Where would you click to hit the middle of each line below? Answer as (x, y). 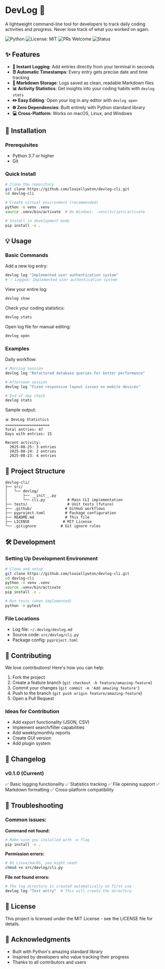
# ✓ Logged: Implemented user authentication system (61, 280)
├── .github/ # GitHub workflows (55, 509)
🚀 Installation (26, 131)
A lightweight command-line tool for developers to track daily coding (75, 24)
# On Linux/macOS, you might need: (42, 863)
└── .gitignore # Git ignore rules (53, 526)
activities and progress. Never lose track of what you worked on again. (77, 29)
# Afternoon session (27, 382)
